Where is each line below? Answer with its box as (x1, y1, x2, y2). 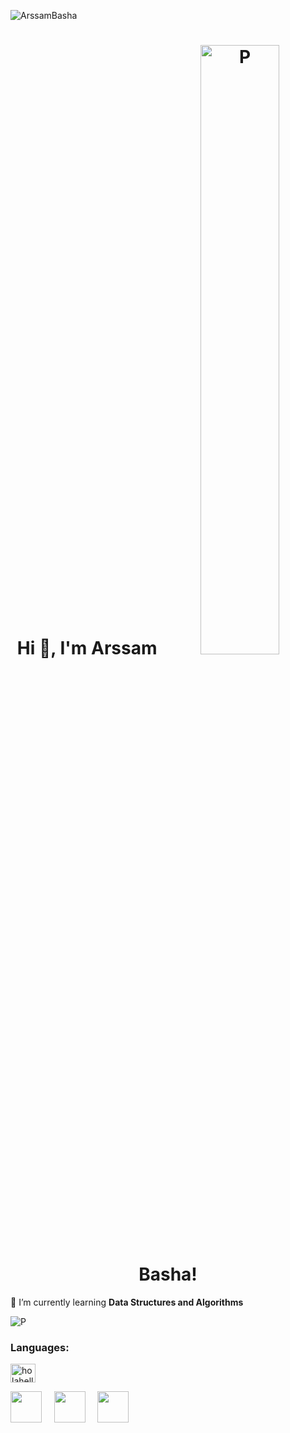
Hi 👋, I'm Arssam (16, 637, 158, 660)
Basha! (138, 1263, 198, 1286)
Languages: (10, 1340, 70, 1354)
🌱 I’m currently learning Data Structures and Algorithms (10, 1296, 244, 1308)
